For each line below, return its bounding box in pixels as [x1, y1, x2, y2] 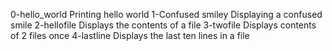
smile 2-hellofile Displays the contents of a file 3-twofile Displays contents [10, 19, 317, 31]
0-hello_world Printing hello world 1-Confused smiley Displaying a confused [10, 9, 323, 20]
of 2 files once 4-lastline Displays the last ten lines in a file [10, 30, 250, 41]
